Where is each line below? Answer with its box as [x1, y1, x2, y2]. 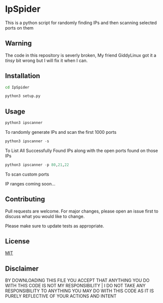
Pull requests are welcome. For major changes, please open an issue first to [5, 208, 159, 214]
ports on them [5, 25, 34, 30]
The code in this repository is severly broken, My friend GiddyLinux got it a [5, 52, 157, 58]
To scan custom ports [5, 171, 49, 177]
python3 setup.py [5, 93, 41, 99]
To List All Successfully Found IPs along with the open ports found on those [5, 148, 158, 153]
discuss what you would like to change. [5, 213, 85, 219]
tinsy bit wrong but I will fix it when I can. [5, 58, 88, 63]
